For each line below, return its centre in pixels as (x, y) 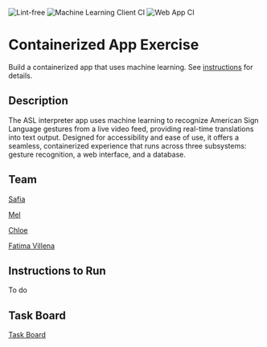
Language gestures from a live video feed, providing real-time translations (131, 129)
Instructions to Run (57, 270)
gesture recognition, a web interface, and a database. (97, 154)
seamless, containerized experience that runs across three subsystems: (127, 145)
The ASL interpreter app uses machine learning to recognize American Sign (133, 120)
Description (38, 101)
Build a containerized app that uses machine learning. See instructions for (131, 67)
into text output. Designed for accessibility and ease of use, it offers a (124, 137)
